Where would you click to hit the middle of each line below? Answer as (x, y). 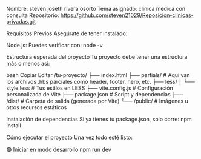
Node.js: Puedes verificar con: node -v (54, 45)
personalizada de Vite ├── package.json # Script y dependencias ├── (95, 94)
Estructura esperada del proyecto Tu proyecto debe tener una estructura (97, 57)
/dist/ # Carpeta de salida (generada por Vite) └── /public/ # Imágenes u (97, 101)
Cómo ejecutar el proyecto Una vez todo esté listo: (70, 137)
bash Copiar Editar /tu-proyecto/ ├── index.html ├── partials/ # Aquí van (98, 75)
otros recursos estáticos (37, 107)
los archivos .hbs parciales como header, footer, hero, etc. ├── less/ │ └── (100, 82)
